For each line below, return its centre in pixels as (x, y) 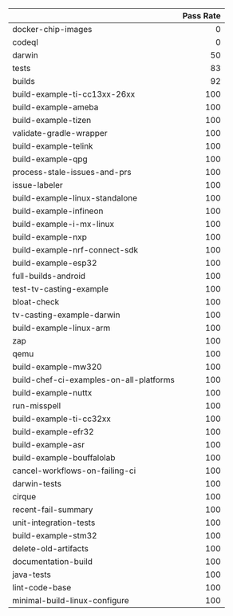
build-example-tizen (52, 120)
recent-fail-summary (53, 509)
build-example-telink (53, 146)
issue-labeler (38, 185)
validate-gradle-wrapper (60, 133)
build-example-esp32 (55, 263)
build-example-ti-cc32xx (62, 419)
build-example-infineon (58, 211)
